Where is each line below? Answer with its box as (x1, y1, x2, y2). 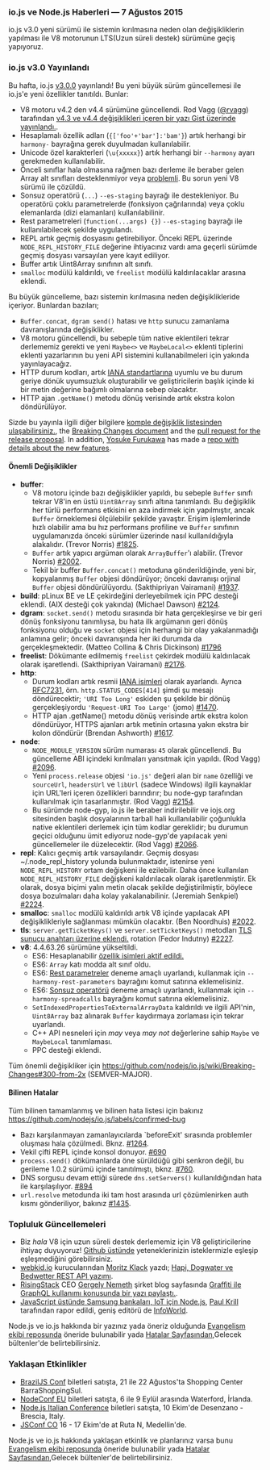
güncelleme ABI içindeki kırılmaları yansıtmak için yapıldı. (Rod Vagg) (31, 754, 260, 763)
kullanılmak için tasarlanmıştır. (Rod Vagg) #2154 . (31, 796, 196, 806)
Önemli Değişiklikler (8, 461, 77, 471)
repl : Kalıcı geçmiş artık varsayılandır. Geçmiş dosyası (19, 848, 199, 858)
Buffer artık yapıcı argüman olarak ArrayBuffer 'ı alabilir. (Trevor (31, 548, 243, 558)
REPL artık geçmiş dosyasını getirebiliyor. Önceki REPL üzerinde (19, 233, 233, 243)
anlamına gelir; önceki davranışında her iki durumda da (19, 633, 202, 643)
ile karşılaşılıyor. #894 (19, 1181, 93, 1191)
